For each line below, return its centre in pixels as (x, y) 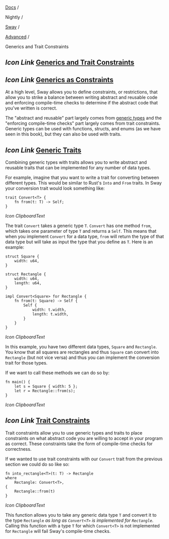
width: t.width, (49, 310)
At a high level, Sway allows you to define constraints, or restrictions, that (81, 92)
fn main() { (18, 382)
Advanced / (17, 37)
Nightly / (14, 17)
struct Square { (22, 257)
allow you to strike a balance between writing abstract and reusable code (81, 97)
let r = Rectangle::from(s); (45, 391)
